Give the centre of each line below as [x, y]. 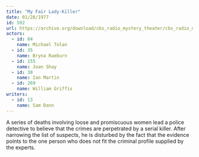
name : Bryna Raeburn [42, 56]
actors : [16, 34]
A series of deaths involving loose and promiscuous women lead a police [95, 122]
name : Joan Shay [37, 67]
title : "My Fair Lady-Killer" [44, 12]
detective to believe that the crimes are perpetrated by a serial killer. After [96, 129]
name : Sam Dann [36, 105]
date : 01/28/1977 [28, 17]
